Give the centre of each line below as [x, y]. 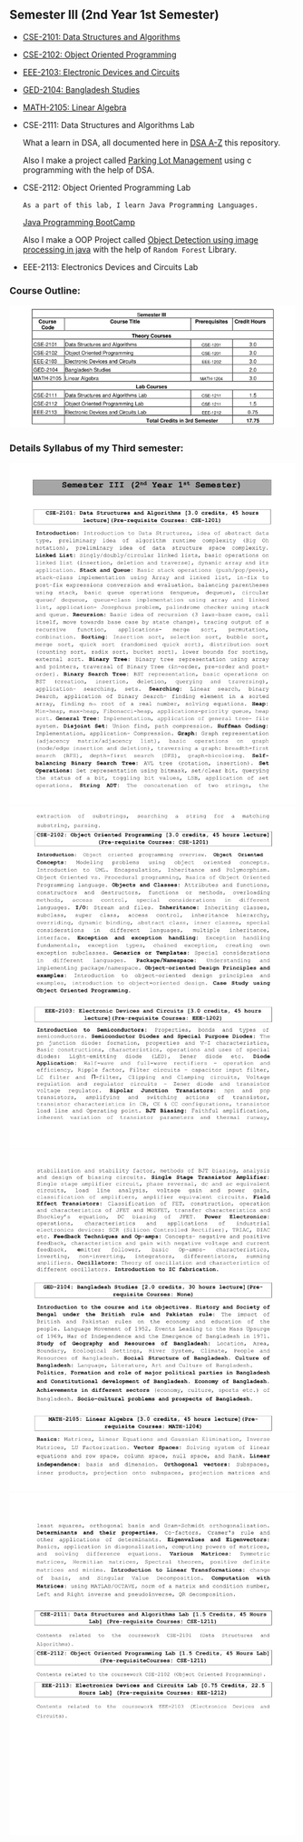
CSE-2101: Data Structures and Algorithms [102, 36]
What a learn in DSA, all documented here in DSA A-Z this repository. [151, 142]
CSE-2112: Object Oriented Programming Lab [107, 187]
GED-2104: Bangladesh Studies [81, 89]
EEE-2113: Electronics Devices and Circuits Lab [110, 266]
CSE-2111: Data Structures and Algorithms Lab [108, 125]
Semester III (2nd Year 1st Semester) [114, 15]
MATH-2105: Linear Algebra [74, 107]
